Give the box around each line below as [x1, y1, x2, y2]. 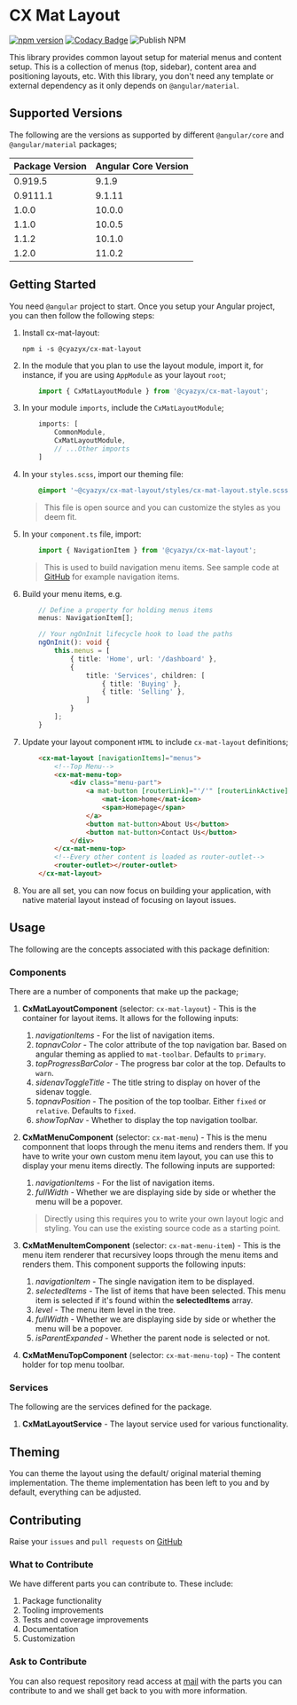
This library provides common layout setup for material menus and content [9, 51, 282, 62]
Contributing [9, 1512, 82, 1528]
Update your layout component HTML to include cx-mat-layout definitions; [21, 736, 289, 747]
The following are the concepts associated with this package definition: [9, 944, 270, 955]
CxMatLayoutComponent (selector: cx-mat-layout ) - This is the [21, 1003, 257, 1014]
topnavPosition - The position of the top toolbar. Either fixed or [35, 1096, 267, 1107]
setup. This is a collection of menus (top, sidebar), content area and [9, 61, 257, 72]
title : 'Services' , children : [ [85, 671, 206, 680]
